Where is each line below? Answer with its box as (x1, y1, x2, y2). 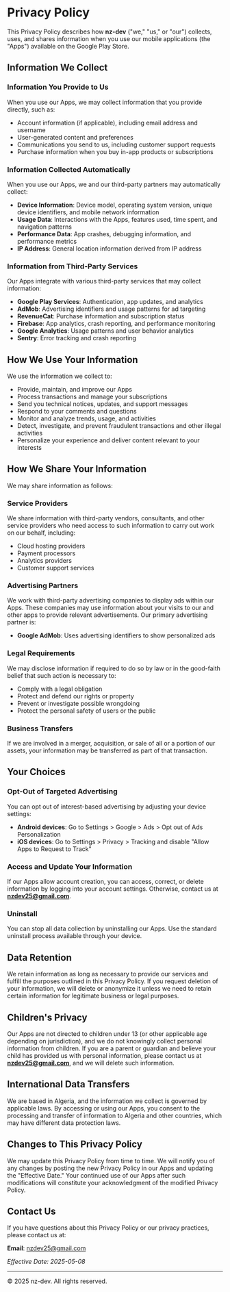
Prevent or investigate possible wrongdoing (16, 699, 140, 707)
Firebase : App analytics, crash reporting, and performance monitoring (16, 320, 216, 328)
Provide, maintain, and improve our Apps (16, 385, 132, 394)
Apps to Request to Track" (16, 844, 92, 853)
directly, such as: (7, 105, 55, 114)
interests (16, 444, 42, 452)
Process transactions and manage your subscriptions (16, 392, 168, 401)
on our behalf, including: (7, 529, 76, 537)
